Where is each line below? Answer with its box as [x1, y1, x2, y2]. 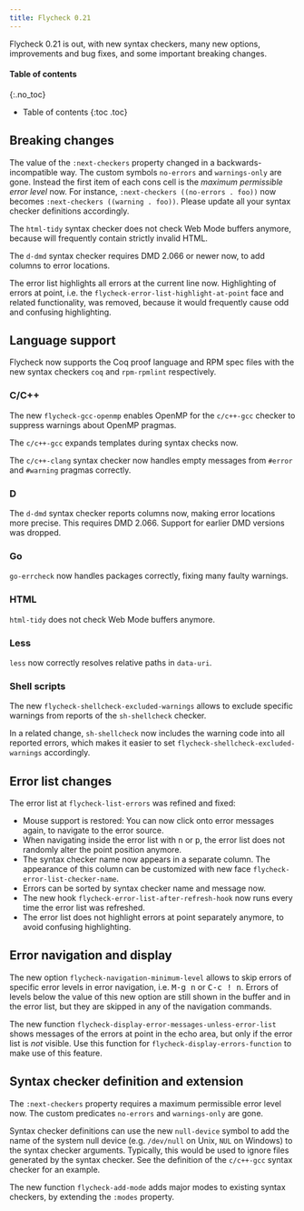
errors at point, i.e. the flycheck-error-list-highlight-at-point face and [9, 287, 284, 298]
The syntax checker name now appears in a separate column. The [22, 854, 270, 865]
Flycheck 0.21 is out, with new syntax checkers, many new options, [9, 38, 261, 49]
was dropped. [9, 527, 62, 538]
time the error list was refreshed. [22, 902, 145, 914]
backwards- [216, 156, 262, 168]
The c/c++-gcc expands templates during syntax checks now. [9, 437, 239, 448]
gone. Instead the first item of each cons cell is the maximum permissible [9, 176, 283, 187]
